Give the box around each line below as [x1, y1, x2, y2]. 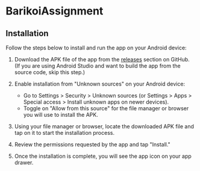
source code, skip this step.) [14, 69, 86, 76]
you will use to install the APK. [23, 111, 99, 118]
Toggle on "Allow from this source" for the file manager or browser [23, 105, 189, 112]
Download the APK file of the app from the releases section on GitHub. [14, 56, 190, 63]
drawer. [14, 159, 34, 166]
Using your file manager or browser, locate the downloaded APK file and [14, 123, 194, 130]
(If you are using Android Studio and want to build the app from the [14, 62, 181, 69]
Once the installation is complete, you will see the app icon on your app [14, 152, 192, 160]
